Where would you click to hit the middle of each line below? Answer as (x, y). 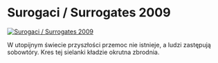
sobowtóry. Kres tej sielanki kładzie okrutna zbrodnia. (83, 52)
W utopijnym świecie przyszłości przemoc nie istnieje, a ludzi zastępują (109, 45)
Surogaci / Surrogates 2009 (89, 13)
